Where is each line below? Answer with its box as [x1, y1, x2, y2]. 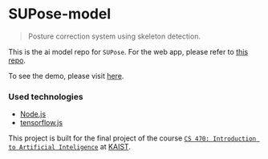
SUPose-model [8, 5, 112, 23]
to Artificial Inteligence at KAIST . [8, 142, 131, 152]
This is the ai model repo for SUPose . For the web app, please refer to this [8, 47, 249, 56]
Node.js [19, 109, 47, 119]
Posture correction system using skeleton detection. [27, 31, 201, 41]
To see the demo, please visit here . [8, 71, 124, 80]
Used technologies [8, 91, 83, 102]
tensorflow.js [19, 118, 63, 128]
